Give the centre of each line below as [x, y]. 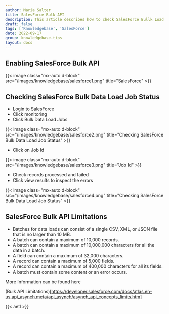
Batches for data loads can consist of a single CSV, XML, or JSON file [85, 229]
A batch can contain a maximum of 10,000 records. [66, 240]
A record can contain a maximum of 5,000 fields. [64, 261]
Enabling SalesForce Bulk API [52, 63]
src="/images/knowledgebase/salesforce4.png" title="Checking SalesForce [85, 196]
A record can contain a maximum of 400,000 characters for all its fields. [88, 266]
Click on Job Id [28, 150]
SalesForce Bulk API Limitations [56, 217]
